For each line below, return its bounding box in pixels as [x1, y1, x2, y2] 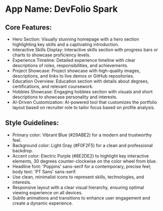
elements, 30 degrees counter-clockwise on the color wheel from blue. [12, 158, 157, 164]
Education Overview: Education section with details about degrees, [12, 78, 149, 84]
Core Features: [5, 23, 52, 32]
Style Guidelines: [5, 119, 59, 127]
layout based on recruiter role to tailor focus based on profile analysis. [12, 105, 156, 110]
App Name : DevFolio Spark [5, 3, 118, 15]
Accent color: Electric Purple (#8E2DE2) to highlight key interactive [12, 153, 149, 159]
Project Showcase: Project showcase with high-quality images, [12, 68, 141, 74]
